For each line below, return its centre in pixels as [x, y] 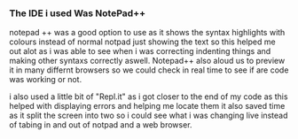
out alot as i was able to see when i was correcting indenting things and [140, 51]
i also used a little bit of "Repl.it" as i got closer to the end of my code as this [149, 97]
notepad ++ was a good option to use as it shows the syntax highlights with [147, 33]
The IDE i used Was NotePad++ [78, 13]
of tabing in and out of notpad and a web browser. [101, 125]
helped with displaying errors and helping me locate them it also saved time [147, 106]
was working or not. [46, 80]
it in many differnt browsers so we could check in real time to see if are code [149, 70]
